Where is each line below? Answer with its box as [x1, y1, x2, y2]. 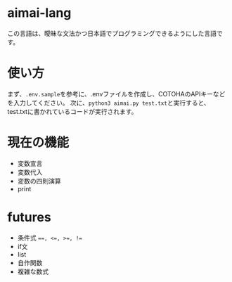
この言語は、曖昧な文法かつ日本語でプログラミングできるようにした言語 [7, 29, 217, 37]
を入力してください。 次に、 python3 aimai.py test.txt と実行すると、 [7, 98, 211, 107]
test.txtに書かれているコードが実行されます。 [7, 107, 138, 115]
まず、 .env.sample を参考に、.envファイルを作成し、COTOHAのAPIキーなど [7, 89, 226, 98]
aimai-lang [7, 5, 72, 21]
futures [7, 210, 51, 225]
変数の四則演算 [17, 177, 61, 185]
